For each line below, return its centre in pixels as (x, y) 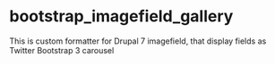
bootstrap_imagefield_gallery (121, 16)
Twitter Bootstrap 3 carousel (62, 50)
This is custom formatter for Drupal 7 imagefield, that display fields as (138, 41)
